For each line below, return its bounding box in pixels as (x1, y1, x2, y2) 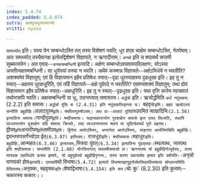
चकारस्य (6, 171, 23, 179)
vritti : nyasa (6, 25, 42, 32)
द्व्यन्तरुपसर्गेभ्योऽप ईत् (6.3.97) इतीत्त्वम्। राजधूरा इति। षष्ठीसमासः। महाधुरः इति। (6, 133, 154, 140)
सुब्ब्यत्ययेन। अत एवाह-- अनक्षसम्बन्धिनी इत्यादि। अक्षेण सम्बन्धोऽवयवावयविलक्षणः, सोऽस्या (6, 60, 168, 68)
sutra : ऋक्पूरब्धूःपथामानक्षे (6, 20, 55, 26)
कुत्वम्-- (169, 165, 186, 172)
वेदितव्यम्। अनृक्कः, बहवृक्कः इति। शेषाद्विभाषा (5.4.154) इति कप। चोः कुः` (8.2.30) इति (6, 165, 169, 172)
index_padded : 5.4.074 (6, 14, 63, 20)
